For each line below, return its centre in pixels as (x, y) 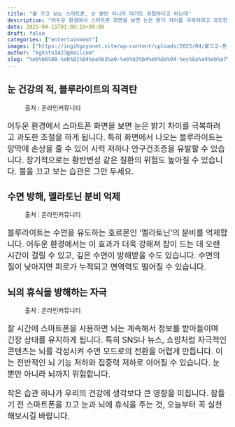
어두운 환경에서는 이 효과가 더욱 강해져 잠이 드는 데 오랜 (123, 244)
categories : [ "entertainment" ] (53, 40)
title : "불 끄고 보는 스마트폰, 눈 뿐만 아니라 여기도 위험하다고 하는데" (99, 14)
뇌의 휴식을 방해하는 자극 (57, 292)
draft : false (26, 33)
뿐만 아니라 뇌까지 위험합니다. (59, 374)
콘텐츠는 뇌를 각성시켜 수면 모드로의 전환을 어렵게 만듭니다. (111, 352)
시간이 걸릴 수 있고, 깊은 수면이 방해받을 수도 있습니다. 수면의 (114, 256)
